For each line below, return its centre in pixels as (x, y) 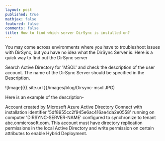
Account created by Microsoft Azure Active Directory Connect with (74, 107)
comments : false (22, 28)
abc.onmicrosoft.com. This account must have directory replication (74, 123)
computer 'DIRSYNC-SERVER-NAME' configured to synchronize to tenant (81, 117)
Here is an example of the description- (45, 97)
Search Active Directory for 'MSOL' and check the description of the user (80, 67)
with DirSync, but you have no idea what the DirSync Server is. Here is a (79, 52)
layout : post (19, 10)
